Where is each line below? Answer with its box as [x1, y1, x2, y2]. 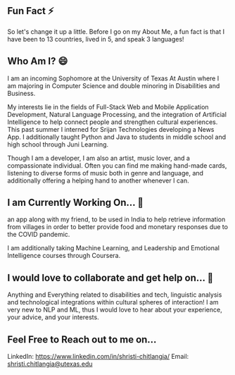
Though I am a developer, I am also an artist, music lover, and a [7, 154, 190, 162]
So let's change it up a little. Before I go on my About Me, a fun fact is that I [7, 27, 225, 36]
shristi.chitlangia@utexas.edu [7, 359, 93, 368]
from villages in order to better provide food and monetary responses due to [7, 223, 229, 231]
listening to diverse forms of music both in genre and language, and [7, 168, 204, 177]
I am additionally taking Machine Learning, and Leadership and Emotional [7, 244, 220, 252]
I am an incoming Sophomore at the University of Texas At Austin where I [7, 74, 220, 82]
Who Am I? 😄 [7, 55, 68, 68]
